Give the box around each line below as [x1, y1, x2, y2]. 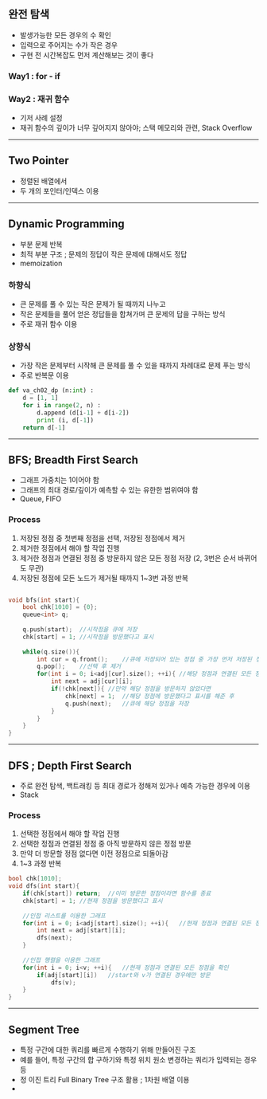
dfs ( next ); [37, 934, 73, 942]
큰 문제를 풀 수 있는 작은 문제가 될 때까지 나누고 [19, 299, 166, 308]
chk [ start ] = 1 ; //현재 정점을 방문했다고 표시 [22, 897, 163, 905]
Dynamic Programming [8, 218, 125, 231]
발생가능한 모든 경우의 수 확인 [19, 30, 111, 40]
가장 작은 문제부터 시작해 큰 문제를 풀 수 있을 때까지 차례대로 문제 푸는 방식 [19, 361, 251, 371]
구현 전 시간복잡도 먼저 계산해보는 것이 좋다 [19, 50, 154, 60]
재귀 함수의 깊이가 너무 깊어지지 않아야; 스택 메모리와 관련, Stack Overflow [19, 123, 253, 133]
